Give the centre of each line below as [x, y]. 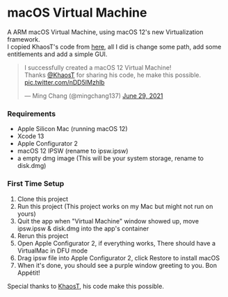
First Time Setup [36, 184]
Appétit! [28, 273]
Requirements [32, 114]
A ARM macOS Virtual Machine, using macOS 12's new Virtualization [105, 32]
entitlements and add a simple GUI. [57, 54]
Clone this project [42, 198]
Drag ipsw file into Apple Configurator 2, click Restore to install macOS [119, 257]
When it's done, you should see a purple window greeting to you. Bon [117, 265]
